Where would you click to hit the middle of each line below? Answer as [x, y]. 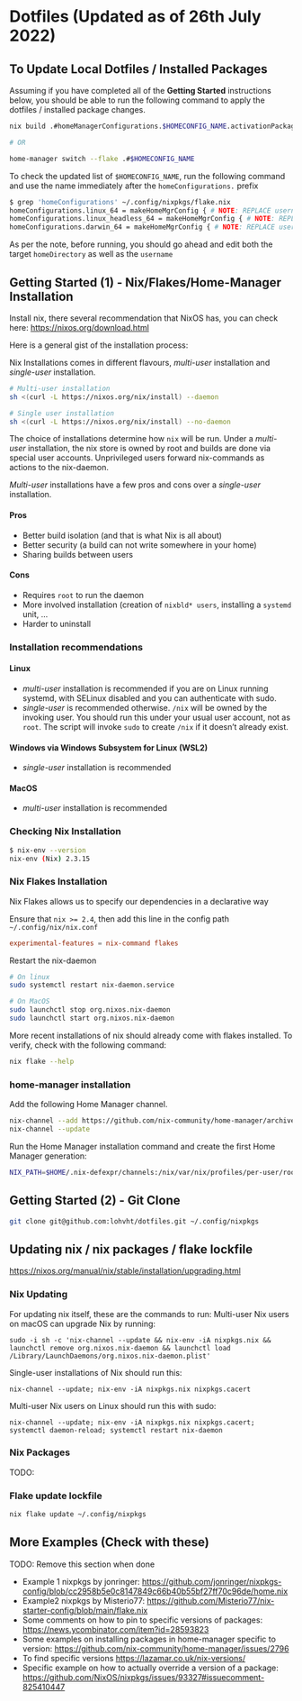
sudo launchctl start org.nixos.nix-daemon [92, 1019]
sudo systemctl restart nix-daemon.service [92, 985]
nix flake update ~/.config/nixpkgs [78, 1515]
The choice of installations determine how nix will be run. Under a [131, 439]
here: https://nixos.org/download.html [80, 327]
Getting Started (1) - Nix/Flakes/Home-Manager [145, 282]
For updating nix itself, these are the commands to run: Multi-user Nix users [149, 1314]
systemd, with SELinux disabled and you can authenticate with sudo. [149, 698]
